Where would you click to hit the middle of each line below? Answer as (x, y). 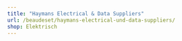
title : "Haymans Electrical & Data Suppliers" (76, 14)
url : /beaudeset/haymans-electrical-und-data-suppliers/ (91, 20)
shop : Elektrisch (32, 26)
